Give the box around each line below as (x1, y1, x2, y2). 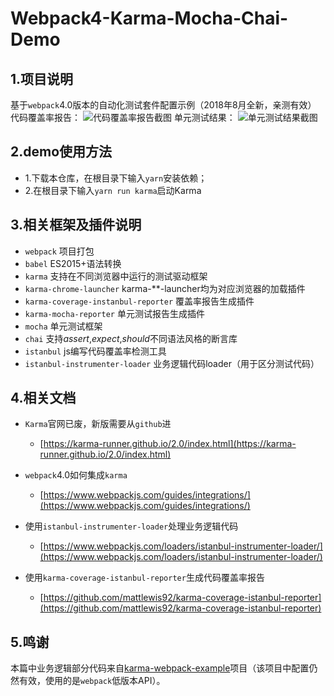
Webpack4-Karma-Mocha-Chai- (10, 7, 289, 30)
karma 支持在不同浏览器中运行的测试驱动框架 (24, 270, 208, 282)
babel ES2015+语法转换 (24, 257, 122, 269)
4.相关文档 (10, 390, 77, 407)
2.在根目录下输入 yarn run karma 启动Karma (24, 184, 202, 196)
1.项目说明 (10, 70, 74, 87)
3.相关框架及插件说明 (10, 217, 142, 234)
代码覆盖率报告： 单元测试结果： (10, 112, 236, 123)
